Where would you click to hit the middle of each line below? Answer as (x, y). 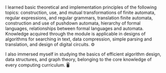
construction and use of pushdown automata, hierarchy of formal (73, 23)
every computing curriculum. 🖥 (37, 65)
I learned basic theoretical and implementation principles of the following (81, 7)
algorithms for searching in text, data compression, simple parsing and (79, 39)
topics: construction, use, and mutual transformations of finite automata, (80, 12)
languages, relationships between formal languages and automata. (74, 28)
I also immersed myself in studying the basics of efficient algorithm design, (83, 54)
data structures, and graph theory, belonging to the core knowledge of (78, 59)
